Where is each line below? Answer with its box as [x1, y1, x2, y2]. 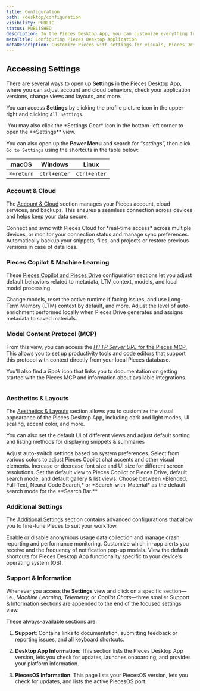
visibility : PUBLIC [6, 20, 55, 26]
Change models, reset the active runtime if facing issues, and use [6, 296, 167, 303]
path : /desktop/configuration [6, 14, 82, 20]
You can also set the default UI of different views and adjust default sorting [6, 431, 190, 438]
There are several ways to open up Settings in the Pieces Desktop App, [6, 80, 182, 87]
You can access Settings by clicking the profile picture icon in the [6, 104, 168, 111]
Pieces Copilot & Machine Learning [6, 258, 110, 266]
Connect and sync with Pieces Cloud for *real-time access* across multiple [6, 224, 192, 231]
